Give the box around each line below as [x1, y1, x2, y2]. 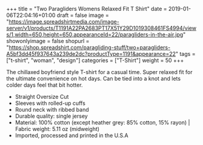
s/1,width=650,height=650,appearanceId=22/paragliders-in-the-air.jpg [6, 31, 184, 38]
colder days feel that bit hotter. [6, 81, 83, 89]
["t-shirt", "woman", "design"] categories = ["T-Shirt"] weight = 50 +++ [6, 57, 184, 64]
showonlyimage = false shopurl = [6, 38, 90, 44]
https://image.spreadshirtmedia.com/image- [8, 18, 119, 25]
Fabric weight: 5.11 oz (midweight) [15, 126, 100, 132]
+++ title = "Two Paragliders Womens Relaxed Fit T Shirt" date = [6, 5, 168, 12]
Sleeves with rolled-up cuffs [15, 99, 86, 107]
